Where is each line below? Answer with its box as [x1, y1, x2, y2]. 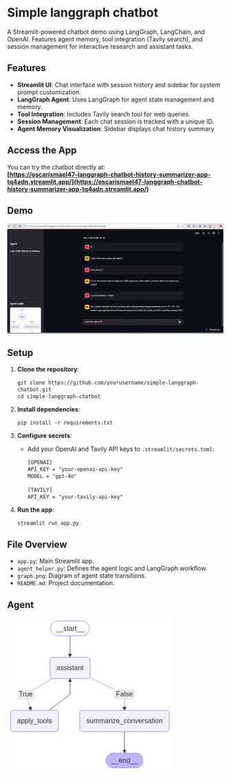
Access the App [7, 145, 77, 157]
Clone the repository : [16, 365, 80, 374]
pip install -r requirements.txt [16, 419, 113, 427]
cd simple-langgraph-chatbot [16, 393, 101, 401]
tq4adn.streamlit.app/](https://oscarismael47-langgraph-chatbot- [7, 177, 203, 185]
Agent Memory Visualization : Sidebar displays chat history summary [16, 124, 214, 132]
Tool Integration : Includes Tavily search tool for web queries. [16, 110, 190, 118]
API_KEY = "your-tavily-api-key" [27, 494, 124, 501]
